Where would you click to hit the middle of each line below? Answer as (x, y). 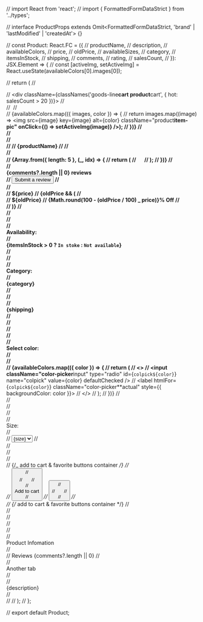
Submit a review (33, 180)
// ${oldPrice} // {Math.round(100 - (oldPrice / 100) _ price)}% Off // (93, 200)
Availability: (22, 232)
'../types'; (18, 15)
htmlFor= (165, 380)
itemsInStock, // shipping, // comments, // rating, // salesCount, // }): (91, 58)
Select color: (23, 348)
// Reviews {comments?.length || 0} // (53, 556)
